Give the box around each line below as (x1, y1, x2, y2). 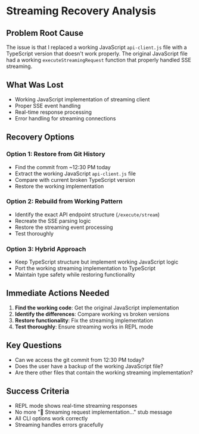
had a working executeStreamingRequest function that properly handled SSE (6, 57, 192, 63)
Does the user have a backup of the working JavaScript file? (14, 362, 164, 370)
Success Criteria (6, 386, 70, 396)
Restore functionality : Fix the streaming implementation (14, 317, 154, 324)
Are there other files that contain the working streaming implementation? (14, 368, 194, 376)
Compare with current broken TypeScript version (14, 176, 135, 183)
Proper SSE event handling (14, 102, 81, 109)
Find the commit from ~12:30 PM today (14, 163, 111, 170)
